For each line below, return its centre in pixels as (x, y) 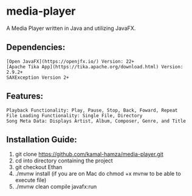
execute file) (31, 180)
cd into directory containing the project (64, 161)
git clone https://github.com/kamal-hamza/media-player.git (89, 154)
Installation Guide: (42, 140)
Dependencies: (36, 47)
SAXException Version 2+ (38, 78)
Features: (25, 96)
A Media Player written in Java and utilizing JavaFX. (71, 28)
